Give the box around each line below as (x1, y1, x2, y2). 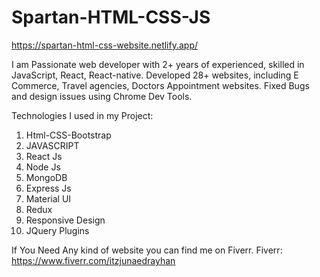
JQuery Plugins (25, 224, 90, 236)
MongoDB (25, 171, 68, 183)
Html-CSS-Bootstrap (25, 129, 112, 141)
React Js (25, 150, 63, 162)
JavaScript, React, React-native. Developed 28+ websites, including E (11, 69, 299, 81)
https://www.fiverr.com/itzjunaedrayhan (11, 254, 176, 266)
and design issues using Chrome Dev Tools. (11, 90, 193, 102)
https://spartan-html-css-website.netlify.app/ (11, 39, 199, 51)
